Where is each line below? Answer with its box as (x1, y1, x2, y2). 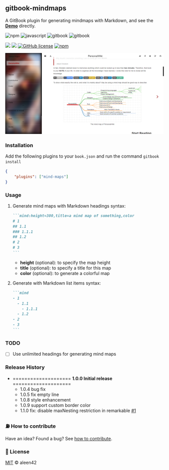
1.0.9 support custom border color (20, 402, 91, 408)
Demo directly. (5, 23, 36, 29)
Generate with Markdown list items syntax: (12, 280, 101, 286)
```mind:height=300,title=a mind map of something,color (12, 213, 135, 218)
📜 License (5, 448, 30, 455)
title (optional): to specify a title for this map (20, 264, 112, 271)
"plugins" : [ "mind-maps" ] (14, 174, 69, 179)
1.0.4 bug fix (20, 386, 46, 392)
